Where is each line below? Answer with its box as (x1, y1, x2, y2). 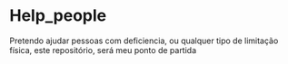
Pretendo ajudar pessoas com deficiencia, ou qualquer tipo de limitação (9, 35, 279, 46)
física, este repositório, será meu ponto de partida (9, 44, 197, 55)
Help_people (9, 5, 107, 26)
